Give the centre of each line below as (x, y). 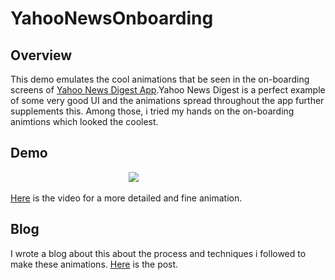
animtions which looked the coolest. (84, 121)
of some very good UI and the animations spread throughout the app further (167, 100)
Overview (41, 55)
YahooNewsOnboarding (112, 18)
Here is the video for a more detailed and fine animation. (126, 198)
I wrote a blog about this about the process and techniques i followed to (158, 253)
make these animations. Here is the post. (94, 264)
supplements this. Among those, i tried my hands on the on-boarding (152, 111)
